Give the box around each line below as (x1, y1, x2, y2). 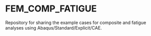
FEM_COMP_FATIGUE (5, 3, 97, 14)
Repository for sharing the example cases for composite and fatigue (5, 19, 146, 25)
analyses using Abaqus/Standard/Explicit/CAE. (5, 24, 102, 30)
